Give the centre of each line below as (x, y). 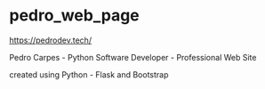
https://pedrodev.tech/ (50, 40)
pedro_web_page (74, 16)
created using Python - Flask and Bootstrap (89, 74)
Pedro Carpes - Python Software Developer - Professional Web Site (133, 57)
